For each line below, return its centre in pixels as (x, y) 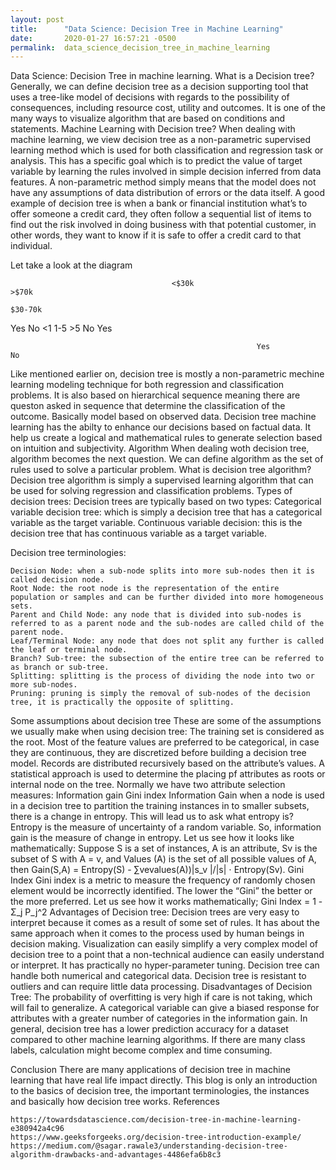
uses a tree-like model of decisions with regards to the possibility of (150, 97)
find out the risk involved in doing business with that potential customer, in (163, 225)
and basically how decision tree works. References (115, 1102)
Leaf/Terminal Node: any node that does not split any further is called (167, 641)
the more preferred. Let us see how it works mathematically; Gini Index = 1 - (166, 902)
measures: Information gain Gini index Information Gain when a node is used (167, 795)
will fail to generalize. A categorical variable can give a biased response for (165, 1008)
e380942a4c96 (37, 1129)
